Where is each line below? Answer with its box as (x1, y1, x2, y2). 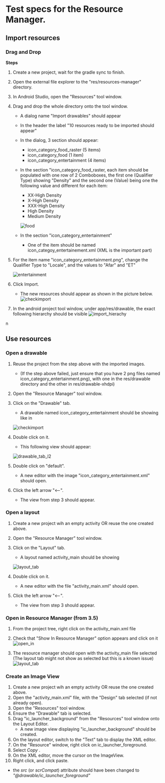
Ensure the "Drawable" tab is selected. (12, 710, 92, 716)
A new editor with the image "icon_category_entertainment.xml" (20, 472, 150, 478)
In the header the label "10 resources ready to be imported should (20, 122, 155, 128)
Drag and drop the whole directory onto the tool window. (12, 103, 128, 109)
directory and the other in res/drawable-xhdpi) (20, 381, 115, 387)
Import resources (5, 34, 60, 42)
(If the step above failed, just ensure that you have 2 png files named (20, 370, 160, 376)
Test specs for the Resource (5, 3, 124, 15)
